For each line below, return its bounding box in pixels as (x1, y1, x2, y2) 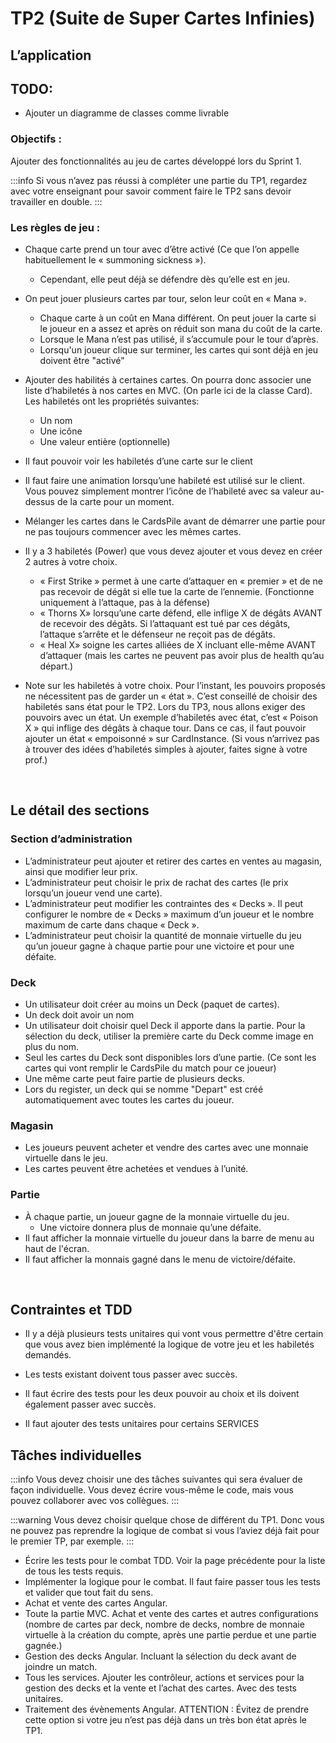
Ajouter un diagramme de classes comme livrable (24, 107, 230, 119)
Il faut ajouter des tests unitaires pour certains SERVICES (24, 1418, 260, 1430)
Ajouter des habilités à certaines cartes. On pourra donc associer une (24, 373, 312, 386)
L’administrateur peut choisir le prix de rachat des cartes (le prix (24, 876, 289, 888)
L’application (10, 47, 92, 64)
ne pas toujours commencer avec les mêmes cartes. (24, 525, 242, 537)
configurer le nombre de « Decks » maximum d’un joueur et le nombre (24, 908, 315, 920)
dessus (24, 495, 55, 507)
